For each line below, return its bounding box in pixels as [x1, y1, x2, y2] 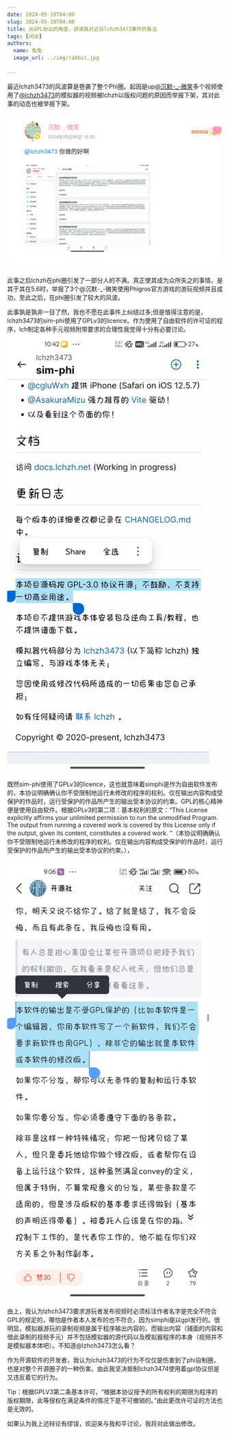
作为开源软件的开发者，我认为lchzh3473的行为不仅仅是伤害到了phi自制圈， [7, 1356, 220, 1364]
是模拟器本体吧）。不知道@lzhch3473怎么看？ [7, 1341, 136, 1350]
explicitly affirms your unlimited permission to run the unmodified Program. [7, 813, 218, 821]
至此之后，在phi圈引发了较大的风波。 [18, 293, 125, 301]
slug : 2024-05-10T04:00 [7, 18, 75, 25]
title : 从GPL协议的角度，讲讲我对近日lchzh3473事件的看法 [7, 25, 157, 32]
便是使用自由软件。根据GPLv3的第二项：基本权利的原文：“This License [7, 806, 208, 814]
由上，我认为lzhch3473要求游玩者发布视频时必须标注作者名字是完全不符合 [7, 1307, 217, 1315]
